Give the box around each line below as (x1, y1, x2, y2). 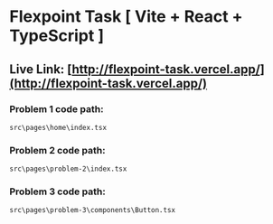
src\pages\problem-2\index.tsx (9, 164, 127, 173)
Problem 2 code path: (9, 144, 106, 156)
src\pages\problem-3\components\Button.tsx (9, 206, 176, 215)
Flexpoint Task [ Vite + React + (9, 6, 243, 27)
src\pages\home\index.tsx (9, 123, 107, 132)
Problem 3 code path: (9, 185, 106, 198)
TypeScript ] (9, 25, 105, 46)
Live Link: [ (9, 61, 72, 77)
